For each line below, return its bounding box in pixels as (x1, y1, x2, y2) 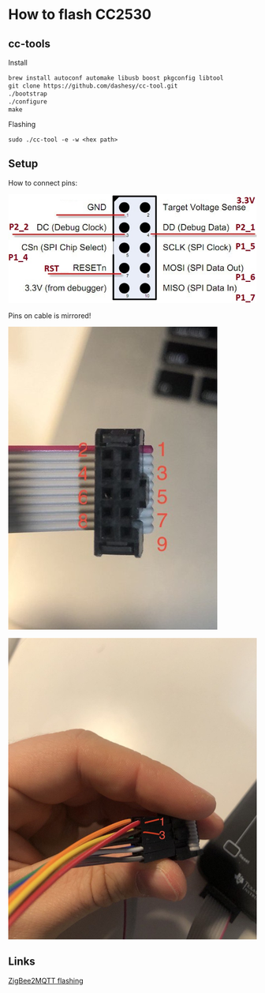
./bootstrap (8, 90, 47, 98)
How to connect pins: (8, 178, 77, 187)
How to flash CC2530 (8, 6, 152, 24)
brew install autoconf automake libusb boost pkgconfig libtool (8, 74, 224, 82)
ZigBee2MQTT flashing (8, 976, 84, 985)
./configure (8, 98, 47, 106)
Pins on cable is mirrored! (8, 311, 91, 320)
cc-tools (8, 37, 51, 51)
